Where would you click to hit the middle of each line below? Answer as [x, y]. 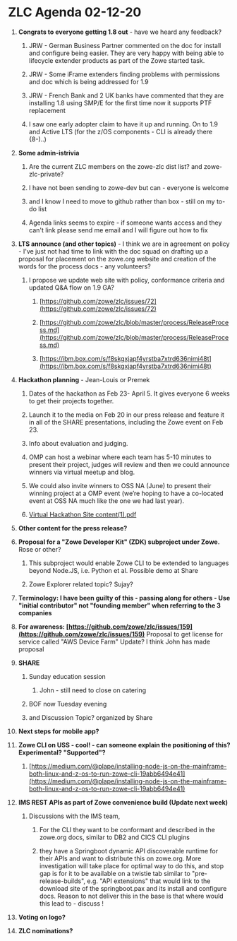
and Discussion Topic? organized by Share [91, 717]
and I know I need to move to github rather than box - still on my [122, 201]
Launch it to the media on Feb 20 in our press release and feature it [127, 415]
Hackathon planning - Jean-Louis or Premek [84, 379]
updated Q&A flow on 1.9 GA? [72, 288]
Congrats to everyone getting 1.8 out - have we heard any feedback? [120, 32]
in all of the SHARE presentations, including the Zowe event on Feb [126, 422]
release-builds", [62, 881]
